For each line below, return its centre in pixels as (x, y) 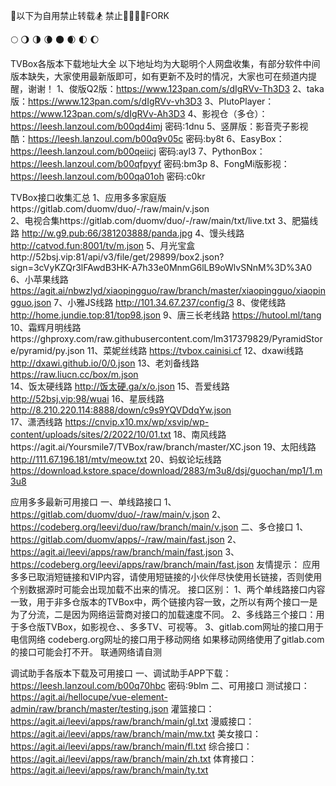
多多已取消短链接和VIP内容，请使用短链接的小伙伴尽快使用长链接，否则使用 (166, 577)
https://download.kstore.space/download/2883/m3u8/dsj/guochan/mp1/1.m (166, 470)
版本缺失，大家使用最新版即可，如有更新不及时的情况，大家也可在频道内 (159, 76)
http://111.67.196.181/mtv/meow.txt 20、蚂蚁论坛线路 (116, 459)
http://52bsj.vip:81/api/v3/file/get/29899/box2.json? (117, 257)
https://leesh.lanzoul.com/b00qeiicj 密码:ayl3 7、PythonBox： (138, 151)
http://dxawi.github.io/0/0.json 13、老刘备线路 (105, 363)
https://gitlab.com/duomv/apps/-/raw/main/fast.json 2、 (126, 539)
